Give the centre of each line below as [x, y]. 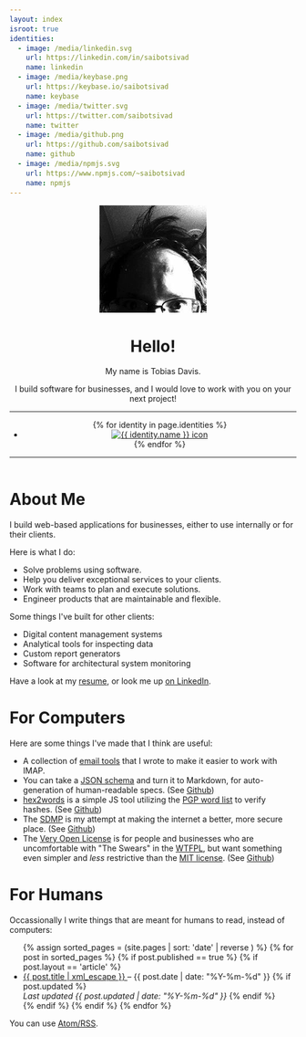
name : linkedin [55, 68]
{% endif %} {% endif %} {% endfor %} [97, 1006]
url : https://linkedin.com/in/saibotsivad [107, 58]
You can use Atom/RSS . [54, 1023]
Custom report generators [71, 654]
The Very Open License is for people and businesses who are [138, 839]
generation [43, 791]
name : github [51, 154]
